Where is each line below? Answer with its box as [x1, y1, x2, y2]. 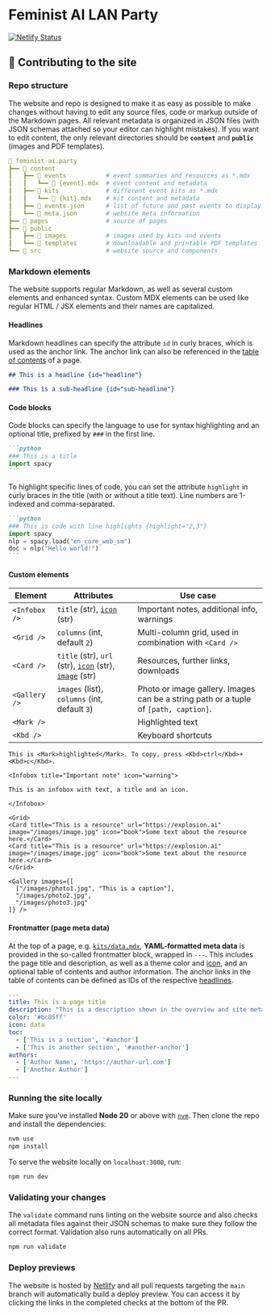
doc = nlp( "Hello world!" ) [8, 545, 99, 553]
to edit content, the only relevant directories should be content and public [8, 132, 254, 142]
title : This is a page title [8, 999, 106, 1007]
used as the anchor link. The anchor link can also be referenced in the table [8, 346, 260, 356]
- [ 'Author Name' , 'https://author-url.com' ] [15, 1058, 172, 1066]
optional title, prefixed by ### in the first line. [8, 429, 156, 439]
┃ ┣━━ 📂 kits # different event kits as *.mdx [8, 187, 219, 195]
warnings [137, 614, 173, 625]
